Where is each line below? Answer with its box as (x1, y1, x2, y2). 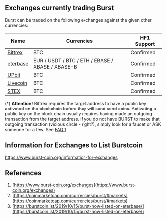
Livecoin (7, 79, 27, 86)
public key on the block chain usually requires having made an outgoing (5, 110, 153, 116)
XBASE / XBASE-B (33, 63, 77, 70)
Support (135, 40, 155, 47)
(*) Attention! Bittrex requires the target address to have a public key (5, 100, 147, 106)
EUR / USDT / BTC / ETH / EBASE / (33, 57, 113, 64)
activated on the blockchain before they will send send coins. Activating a (5, 106, 156, 111)
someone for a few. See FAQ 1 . (5, 126, 68, 132)
